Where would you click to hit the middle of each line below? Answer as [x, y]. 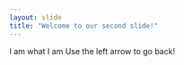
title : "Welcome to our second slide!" [84, 26]
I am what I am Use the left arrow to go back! [92, 51]
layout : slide [36, 17]
